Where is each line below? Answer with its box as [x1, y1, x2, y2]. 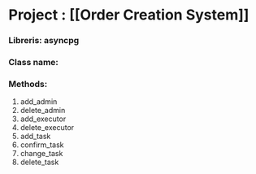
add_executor [20, 114, 67, 124]
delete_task [20, 157, 59, 167]
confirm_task [20, 140, 64, 150]
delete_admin [20, 106, 66, 115]
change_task [20, 149, 63, 159]
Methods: [8, 78, 48, 89]
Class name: [8, 57, 59, 68]
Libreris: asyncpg [8, 35, 80, 46]
